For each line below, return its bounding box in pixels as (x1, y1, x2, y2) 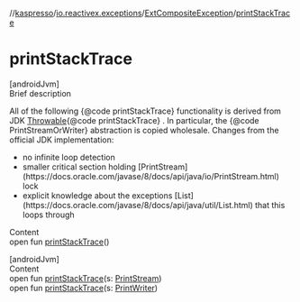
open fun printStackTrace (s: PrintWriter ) (9, 282, 159, 293)
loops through (22, 209, 75, 220)
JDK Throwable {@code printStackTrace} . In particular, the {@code (9, 114, 259, 125)
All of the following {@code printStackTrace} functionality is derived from (9, 105, 282, 116)
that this (255, 199, 286, 210)
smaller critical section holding (22, 161, 137, 172)
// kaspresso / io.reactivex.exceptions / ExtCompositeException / (9, 8, 237, 18)
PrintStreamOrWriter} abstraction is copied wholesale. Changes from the (9, 124, 279, 135)
